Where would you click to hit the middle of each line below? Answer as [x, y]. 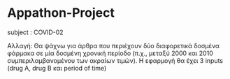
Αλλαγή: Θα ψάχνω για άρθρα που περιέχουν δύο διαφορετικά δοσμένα [114, 45]
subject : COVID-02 [36, 32]
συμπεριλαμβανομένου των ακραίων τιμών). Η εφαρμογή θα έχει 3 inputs [115, 60]
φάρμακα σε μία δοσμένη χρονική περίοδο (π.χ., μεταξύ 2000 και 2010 [110, 53]
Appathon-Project [61, 13]
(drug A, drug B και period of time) [57, 68]
